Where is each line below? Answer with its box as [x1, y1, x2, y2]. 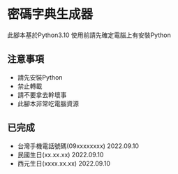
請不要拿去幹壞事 [17, 90, 67, 99]
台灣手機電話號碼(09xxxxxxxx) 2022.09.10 [17, 141, 140, 150]
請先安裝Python [17, 73, 63, 81]
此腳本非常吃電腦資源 [17, 99, 79, 108]
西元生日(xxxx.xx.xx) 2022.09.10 [17, 159, 110, 168]
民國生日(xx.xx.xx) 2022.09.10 [17, 150, 104, 159]
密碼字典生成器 [7, 6, 94, 22]
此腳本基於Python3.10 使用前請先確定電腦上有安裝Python [7, 31, 171, 39]
